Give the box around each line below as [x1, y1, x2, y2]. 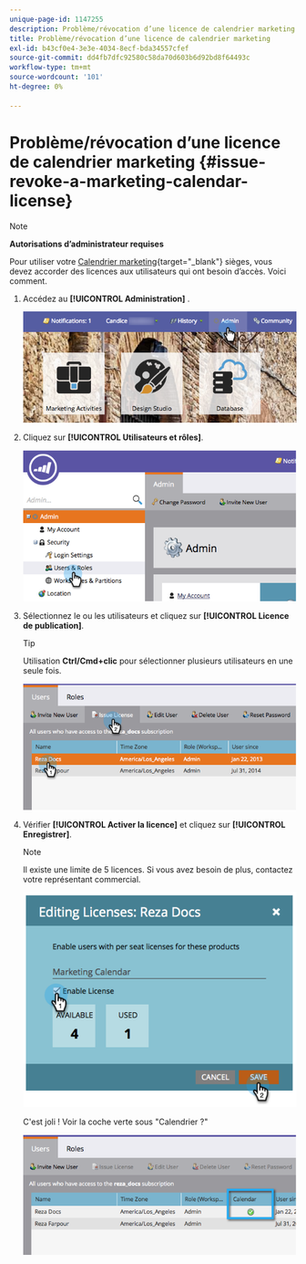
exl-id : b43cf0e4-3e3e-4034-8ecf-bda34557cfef [9, 44, 189, 53]
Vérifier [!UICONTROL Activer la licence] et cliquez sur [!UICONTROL [22, 820, 286, 830]
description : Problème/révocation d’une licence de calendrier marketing [9, 24, 296, 34]
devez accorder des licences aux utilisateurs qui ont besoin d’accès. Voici [9, 266, 287, 277]
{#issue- [199, 151, 267, 172]
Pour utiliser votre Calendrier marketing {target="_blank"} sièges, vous [9, 256, 273, 266]
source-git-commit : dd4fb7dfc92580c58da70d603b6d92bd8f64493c [9, 53, 250, 63]
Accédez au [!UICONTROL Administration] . [22, 293, 190, 304]
